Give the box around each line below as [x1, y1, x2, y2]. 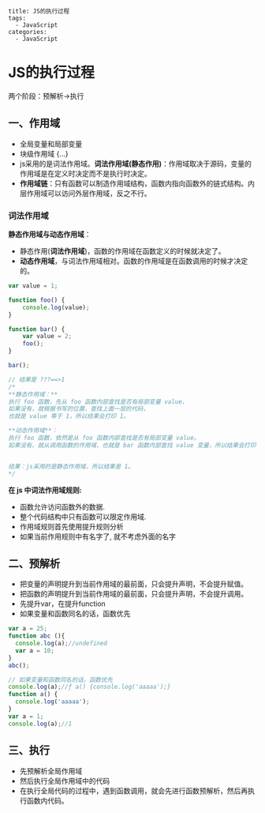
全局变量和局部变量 [19, 139, 83, 149]
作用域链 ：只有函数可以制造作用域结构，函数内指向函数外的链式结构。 [19, 179, 248, 188]
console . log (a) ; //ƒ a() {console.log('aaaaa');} [8, 683, 171, 691]
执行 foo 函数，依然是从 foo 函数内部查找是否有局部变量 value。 [8, 434, 200, 442]
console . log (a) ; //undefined [15, 639, 108, 648]
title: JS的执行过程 [8, 7, 69, 15]
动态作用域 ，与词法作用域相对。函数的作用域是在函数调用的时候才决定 [19, 256, 248, 266]
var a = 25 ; [8, 625, 47, 633]
